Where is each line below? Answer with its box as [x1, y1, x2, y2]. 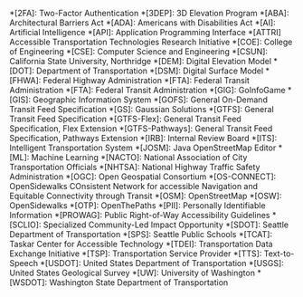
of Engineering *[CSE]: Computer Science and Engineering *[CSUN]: [9, 46, 269, 57]
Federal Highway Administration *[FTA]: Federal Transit [43, 75, 251, 85]
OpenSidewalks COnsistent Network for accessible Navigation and [9, 181, 259, 191]
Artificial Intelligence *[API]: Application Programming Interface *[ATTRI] [9, 27, 282, 37]
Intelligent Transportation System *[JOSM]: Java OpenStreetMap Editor [9, 142, 277, 153]
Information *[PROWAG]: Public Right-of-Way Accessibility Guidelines [9, 210, 270, 220]
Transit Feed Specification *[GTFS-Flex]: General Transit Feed [9, 113, 241, 124]
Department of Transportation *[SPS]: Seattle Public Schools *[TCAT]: [9, 229, 273, 239]
